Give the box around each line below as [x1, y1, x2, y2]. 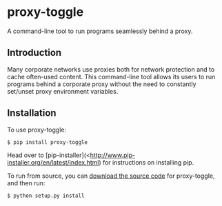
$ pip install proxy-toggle [7, 138, 88, 145]
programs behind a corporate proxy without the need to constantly [7, 80, 196, 88]
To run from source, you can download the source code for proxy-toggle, [7, 172, 215, 180]
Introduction [7, 47, 62, 59]
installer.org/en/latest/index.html [7, 158, 99, 166]
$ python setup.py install [7, 192, 85, 199]
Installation [7, 107, 57, 119]
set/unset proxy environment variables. [7, 87, 119, 95]
